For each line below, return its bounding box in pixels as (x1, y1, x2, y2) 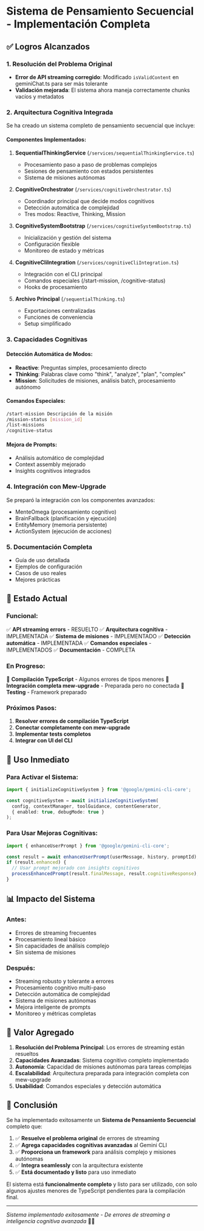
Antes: (6, 915, 27, 924)
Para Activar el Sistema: (6, 773, 79, 781)
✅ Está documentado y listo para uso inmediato (15, 1168, 137, 1176)
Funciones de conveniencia (24, 313, 93, 321)
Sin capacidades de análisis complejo (15, 942, 109, 949)
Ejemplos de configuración (15, 563, 83, 570)
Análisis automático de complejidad (15, 455, 104, 462)
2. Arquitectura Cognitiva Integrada (6, 108, 114, 116)
